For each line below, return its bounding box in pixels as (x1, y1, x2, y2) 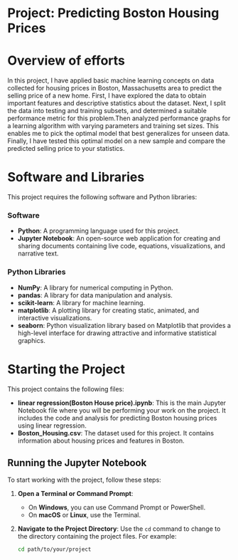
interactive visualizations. (17, 313, 92, 322)
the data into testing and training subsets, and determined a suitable (7, 107, 207, 115)
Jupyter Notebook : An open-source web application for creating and (17, 234, 221, 243)
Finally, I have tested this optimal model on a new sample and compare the (7, 137, 226, 145)
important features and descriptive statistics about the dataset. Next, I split (7, 99, 226, 107)
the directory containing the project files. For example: (17, 532, 177, 541)
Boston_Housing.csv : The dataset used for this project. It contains (17, 428, 215, 437)
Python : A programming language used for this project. (17, 226, 180, 236)
